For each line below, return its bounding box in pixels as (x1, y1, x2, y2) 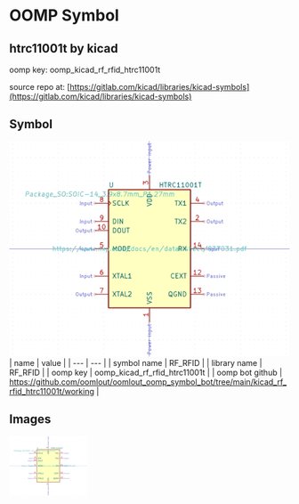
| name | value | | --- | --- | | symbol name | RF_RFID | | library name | (9, 358, 263, 369)
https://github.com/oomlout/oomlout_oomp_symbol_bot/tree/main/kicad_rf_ (9, 377, 287, 387)
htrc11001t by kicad (9, 41, 118, 56)
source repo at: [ (9, 82, 70, 92)
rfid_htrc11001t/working (9, 386, 95, 397)
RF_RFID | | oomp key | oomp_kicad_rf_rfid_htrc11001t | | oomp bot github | (9, 367, 283, 378)
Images (9, 411, 52, 427)
